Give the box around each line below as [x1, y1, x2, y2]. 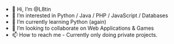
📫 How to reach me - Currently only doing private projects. [11, 32, 158, 38]
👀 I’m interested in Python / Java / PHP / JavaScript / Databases [11, 12, 168, 19]
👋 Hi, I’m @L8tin [11, 6, 52, 12]
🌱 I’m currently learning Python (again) [11, 18, 107, 25]
